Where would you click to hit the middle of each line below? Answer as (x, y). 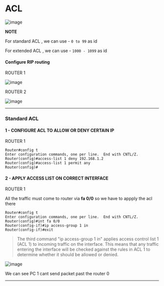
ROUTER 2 (16, 92)
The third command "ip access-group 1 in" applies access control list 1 (88, 239)
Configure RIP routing (28, 62)
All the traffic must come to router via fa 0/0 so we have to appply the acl (79, 199)
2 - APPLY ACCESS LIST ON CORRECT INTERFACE (57, 178)
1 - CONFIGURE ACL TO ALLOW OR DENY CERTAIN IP (60, 130)
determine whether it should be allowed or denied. (68, 255)
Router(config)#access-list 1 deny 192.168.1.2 (54, 159)
